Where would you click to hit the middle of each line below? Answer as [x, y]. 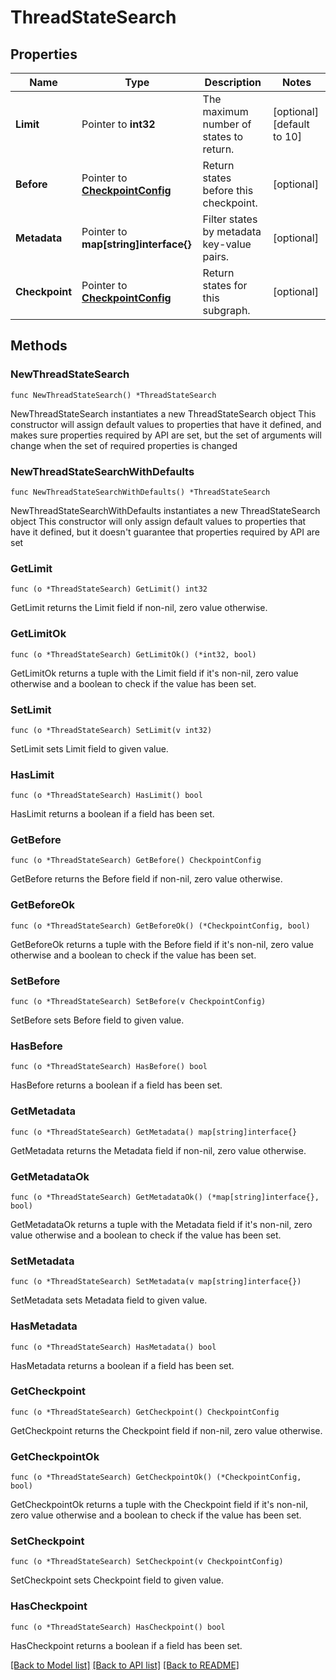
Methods [39, 346]
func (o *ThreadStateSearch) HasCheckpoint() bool [118, 1627]
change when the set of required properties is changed [124, 445]
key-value [227, 244]
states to [223, 136]
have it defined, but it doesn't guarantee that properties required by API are [165, 532]
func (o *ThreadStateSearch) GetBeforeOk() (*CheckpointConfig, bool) [160, 926]
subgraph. [226, 310]
